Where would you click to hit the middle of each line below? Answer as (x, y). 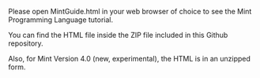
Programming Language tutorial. (61, 20)
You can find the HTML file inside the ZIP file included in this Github (118, 35)
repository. (26, 43)
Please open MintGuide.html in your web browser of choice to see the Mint (130, 11)
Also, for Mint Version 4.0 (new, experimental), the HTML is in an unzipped (130, 59)
